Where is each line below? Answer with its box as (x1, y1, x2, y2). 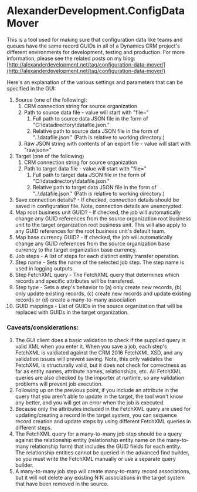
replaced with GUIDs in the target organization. (15, 309, 129, 316)
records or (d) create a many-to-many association (15, 296, 137, 303)
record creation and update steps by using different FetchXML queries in (15, 418, 191, 425)
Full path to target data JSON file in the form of (32, 171, 146, 178)
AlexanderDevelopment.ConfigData (6, 4, 185, 18)
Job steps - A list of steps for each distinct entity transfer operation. (15, 252, 180, 259)
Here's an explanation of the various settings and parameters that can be (6, 78, 184, 86)
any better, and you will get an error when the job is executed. (15, 399, 165, 406)
